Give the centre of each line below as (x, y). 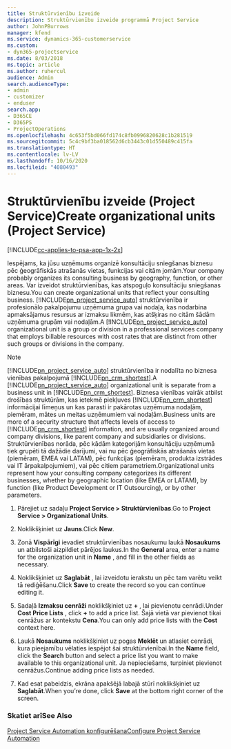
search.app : (24, 110)
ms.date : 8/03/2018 (35, 59)
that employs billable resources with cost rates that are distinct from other (112, 336)
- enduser (21, 103)
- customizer (26, 97)
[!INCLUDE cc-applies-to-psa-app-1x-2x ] (65, 249)
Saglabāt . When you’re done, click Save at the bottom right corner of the (120, 690)
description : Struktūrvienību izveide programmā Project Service (103, 20)
